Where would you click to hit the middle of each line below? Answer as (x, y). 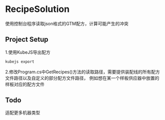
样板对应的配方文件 (25, 84)
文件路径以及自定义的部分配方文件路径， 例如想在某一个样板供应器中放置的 (82, 78)
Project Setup (27, 40)
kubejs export (20, 61)
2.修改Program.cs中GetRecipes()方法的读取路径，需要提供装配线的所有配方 (83, 72)
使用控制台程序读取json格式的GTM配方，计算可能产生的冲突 (67, 23)
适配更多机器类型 (23, 113)
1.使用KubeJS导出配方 (28, 52)
